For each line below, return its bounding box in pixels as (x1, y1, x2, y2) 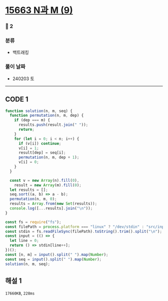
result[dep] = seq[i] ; (18, 150, 66, 155)
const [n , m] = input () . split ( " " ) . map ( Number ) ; (5, 252, 108, 257)
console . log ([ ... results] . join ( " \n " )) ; (9, 206, 93, 211)
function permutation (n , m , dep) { (9, 113, 84, 118)
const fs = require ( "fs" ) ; (5, 219, 61, 224)
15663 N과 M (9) (5, 5, 73, 16)
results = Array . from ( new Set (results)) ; (9, 201, 97, 206)
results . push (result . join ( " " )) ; (18, 122, 88, 128)
